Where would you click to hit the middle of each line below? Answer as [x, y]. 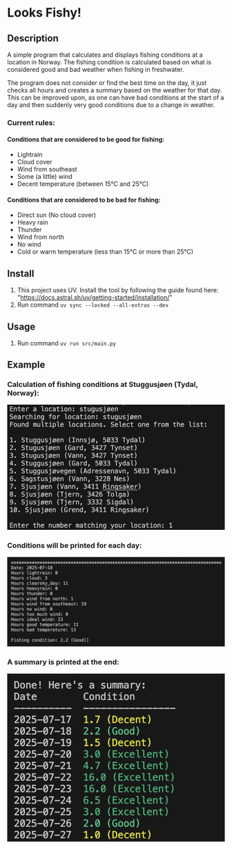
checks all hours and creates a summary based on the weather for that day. [115, 90]
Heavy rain [32, 222]
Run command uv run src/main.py [66, 343]
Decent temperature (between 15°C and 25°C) [83, 184]
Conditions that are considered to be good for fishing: [86, 139]
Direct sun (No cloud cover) [57, 215]
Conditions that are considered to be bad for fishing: [84, 200]
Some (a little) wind [45, 177]
